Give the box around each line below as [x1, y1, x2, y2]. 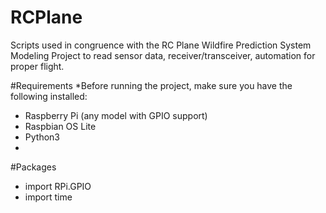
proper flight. [10, 60, 65, 72]
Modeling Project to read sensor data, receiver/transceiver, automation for [10, 49, 316, 61]
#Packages [10, 161, 57, 173]
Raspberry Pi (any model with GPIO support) [24, 109, 208, 121]
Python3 [24, 131, 60, 143]
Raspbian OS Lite [24, 120, 97, 132]
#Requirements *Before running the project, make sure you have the [10, 79, 293, 91]
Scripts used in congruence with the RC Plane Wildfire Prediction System [10, 39, 312, 51]
